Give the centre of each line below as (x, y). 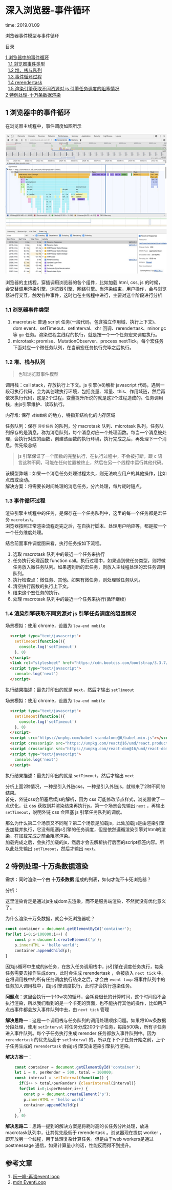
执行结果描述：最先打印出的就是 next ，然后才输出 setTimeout (70, 690)
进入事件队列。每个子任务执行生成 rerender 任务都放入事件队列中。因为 (81, 1033)
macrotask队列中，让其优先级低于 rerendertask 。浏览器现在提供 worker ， (85, 1133)
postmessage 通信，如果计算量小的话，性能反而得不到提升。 (70, 1145)
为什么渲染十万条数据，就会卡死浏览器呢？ (50, 919)
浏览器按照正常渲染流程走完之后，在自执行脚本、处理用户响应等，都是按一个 (86, 526)
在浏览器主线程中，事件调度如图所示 (44, 126)
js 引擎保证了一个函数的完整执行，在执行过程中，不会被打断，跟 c (87, 456)
